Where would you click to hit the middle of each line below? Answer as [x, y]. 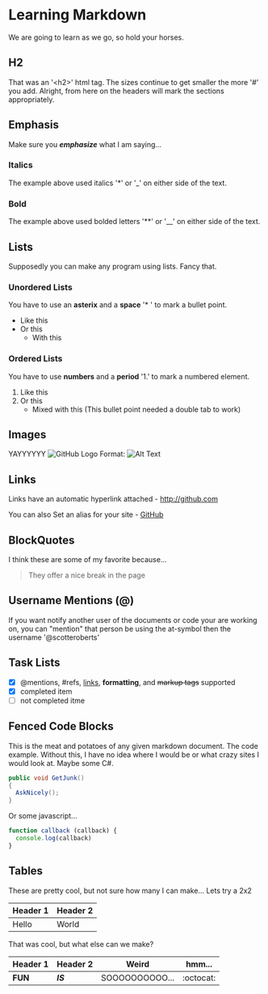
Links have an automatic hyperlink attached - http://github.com [113, 499]
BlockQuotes [42, 540]
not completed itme [52, 700]
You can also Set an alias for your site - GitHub [86, 514]
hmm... [199, 964]
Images [27, 434]
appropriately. [31, 99]
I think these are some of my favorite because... [88, 559]
